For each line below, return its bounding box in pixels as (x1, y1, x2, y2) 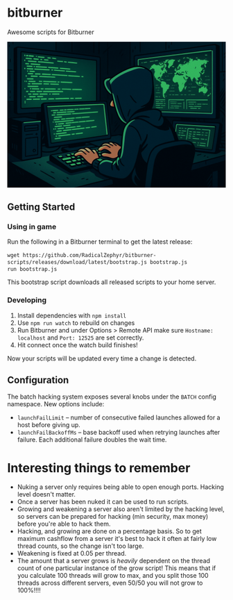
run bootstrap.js (7, 266, 58, 273)
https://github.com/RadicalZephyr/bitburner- (22, 252, 157, 259)
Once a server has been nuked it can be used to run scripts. (17, 498, 189, 506)
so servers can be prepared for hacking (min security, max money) (17, 512, 209, 521)
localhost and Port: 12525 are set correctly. (17, 333, 144, 342)
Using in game (7, 222, 57, 231)
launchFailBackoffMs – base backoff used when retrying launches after (17, 428, 221, 437)
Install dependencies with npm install (17, 311, 127, 319)
